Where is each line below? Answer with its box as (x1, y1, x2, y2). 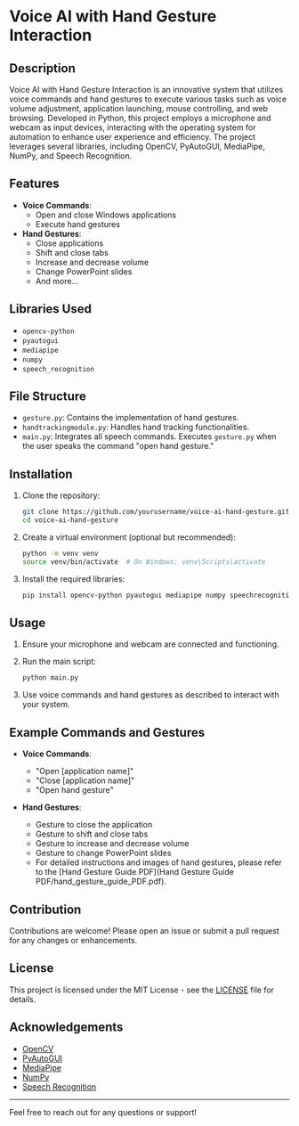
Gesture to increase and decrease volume (35, 838, 190, 849)
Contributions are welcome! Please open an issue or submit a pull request (9, 925, 280, 936)
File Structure (9, 389, 86, 404)
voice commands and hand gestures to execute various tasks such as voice (9, 94, 287, 104)
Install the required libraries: (21, 573, 125, 584)
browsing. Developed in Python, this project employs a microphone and (9, 113, 271, 123)
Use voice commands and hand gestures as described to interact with (21, 689, 279, 700)
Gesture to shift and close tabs (35, 828, 149, 839)
